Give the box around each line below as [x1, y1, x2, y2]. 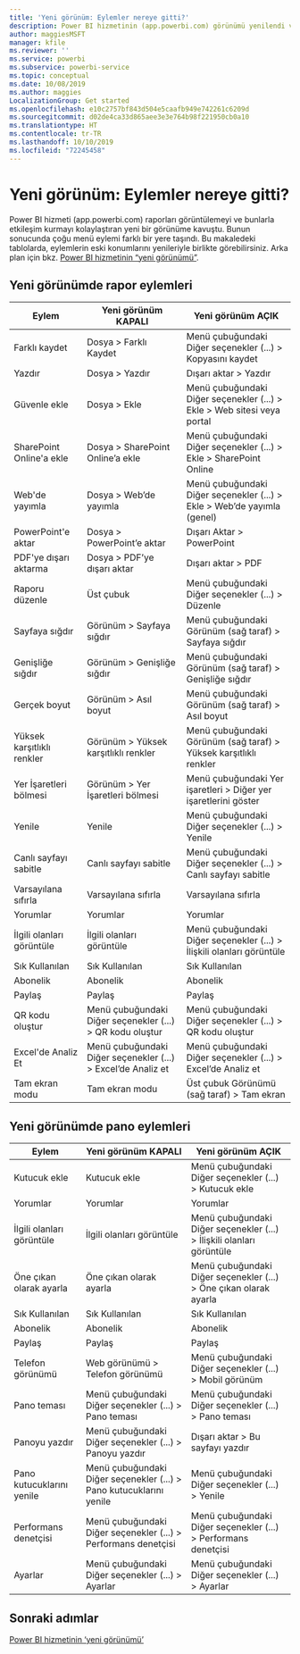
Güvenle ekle [13, 398, 69, 411]
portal [186, 415, 212, 428]
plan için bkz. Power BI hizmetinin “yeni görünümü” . [9, 252, 199, 263]
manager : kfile [9, 38, 66, 47]
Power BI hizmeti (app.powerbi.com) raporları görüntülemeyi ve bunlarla [9, 213, 275, 224]
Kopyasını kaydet [186, 353, 258, 365]
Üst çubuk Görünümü [186, 1077, 277, 1090]
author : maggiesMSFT [9, 29, 87, 38]
